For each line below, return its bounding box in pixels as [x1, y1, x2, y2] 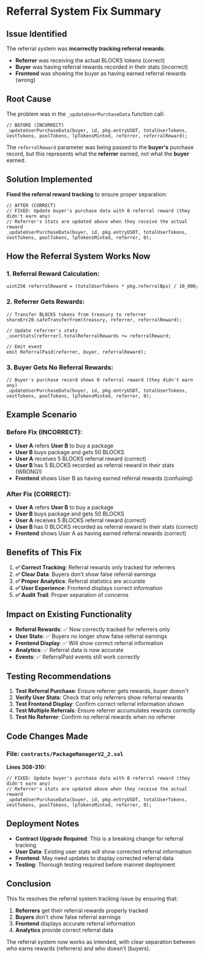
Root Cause [6, 94, 52, 105]
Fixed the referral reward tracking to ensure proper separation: [6, 190, 167, 198]
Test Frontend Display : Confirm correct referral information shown [15, 700, 184, 708]
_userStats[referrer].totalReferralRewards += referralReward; [6, 332, 172, 339]
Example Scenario [6, 410, 77, 420]
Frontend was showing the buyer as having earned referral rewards [15, 70, 187, 77]
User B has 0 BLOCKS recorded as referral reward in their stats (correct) [15, 523, 198, 530]
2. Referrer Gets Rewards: [6, 298, 85, 306]
